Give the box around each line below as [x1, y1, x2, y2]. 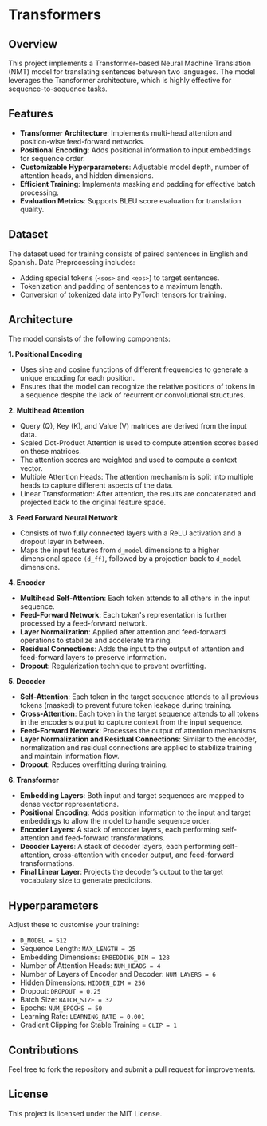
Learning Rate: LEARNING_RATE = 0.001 [19, 1012, 145, 1021]
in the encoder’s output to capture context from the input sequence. [19, 717, 243, 727]
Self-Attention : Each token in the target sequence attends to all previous [19, 692, 259, 701]
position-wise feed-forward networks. [19, 136, 145, 146]
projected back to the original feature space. [19, 497, 167, 508]
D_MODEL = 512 [19, 937, 67, 945]
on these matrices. [19, 447, 81, 456]
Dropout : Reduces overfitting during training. [19, 760, 168, 769]
